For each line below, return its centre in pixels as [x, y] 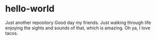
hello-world [30, 9]
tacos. [12, 33]
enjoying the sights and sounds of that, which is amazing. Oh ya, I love [78, 27]
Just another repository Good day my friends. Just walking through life [78, 22]
